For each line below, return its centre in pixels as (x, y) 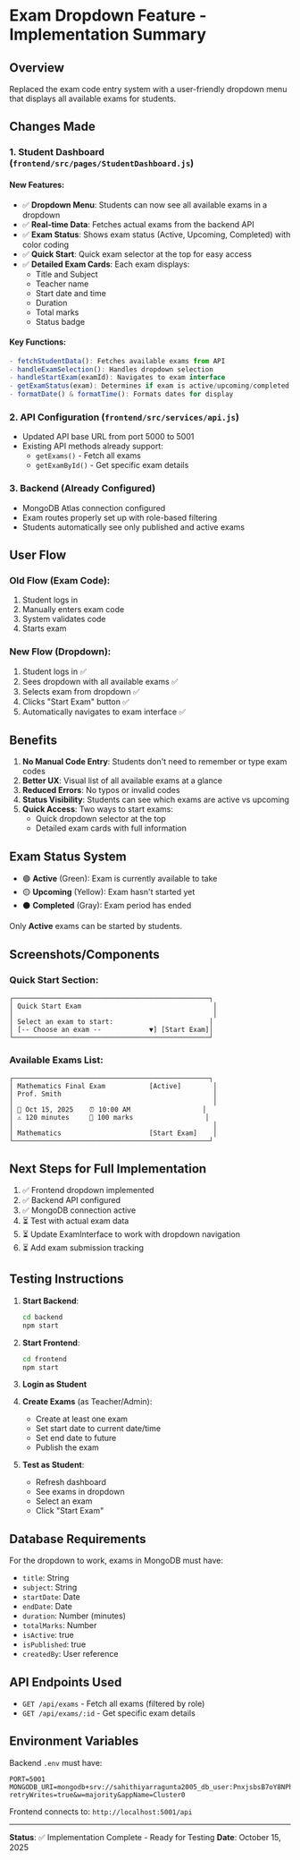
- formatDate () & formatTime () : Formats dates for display (121, 395)
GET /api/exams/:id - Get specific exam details (109, 1713)
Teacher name (62, 284)
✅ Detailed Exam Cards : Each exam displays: (106, 264)
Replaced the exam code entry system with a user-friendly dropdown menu (148, 89)
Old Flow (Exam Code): (60, 580)
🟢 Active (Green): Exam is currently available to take (120, 879)
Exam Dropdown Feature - (108, 16)
